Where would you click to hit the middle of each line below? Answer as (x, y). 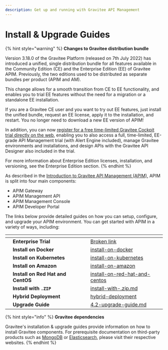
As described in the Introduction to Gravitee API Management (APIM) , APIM (83, 175)
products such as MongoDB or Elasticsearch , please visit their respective (80, 337)
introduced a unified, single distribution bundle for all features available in (81, 63)
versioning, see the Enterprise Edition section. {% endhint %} (68, 166)
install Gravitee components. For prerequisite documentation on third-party (82, 332)
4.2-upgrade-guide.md (118, 304)
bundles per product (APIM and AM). (43, 79)
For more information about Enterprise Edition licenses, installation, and (79, 160)
